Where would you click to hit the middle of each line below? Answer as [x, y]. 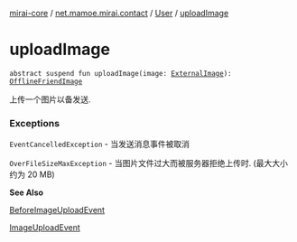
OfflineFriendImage [46, 81]
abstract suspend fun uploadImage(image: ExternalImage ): [121, 73]
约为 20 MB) [32, 174]
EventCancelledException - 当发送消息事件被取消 [99, 144]
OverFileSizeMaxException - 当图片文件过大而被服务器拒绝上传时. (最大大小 [149, 163]
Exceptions [35, 123]
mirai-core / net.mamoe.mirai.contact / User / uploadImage [119, 13]
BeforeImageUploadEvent [57, 210]
